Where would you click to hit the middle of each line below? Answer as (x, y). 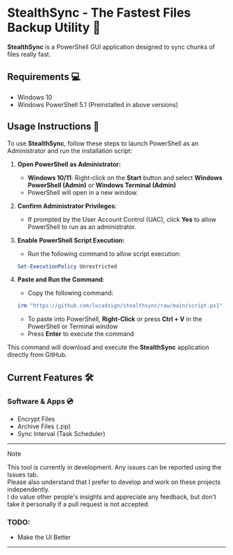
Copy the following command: (70, 293)
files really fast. (29, 54)
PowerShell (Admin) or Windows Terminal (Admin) (102, 185)
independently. (28, 489)
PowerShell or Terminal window (72, 327)
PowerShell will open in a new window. (83, 192)
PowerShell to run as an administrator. (82, 227)
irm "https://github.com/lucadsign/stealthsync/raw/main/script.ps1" (120, 306)
